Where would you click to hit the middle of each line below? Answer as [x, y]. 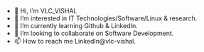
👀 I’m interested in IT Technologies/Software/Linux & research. [106, 18]
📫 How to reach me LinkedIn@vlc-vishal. [75, 41]
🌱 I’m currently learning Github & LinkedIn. [76, 26]
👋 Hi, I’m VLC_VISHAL [45, 11]
